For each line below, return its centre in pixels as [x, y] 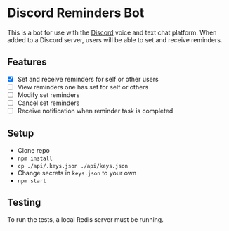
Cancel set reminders [48, 103]
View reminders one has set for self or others [83, 87]
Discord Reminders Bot [76, 13]
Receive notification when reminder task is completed [95, 111]
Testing [24, 202]
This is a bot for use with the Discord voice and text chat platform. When [112, 32]
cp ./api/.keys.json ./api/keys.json [73, 166]
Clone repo [34, 150]
